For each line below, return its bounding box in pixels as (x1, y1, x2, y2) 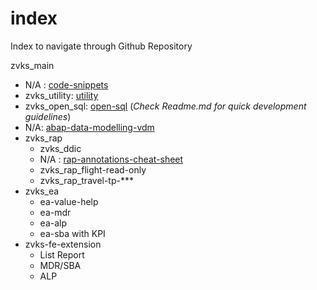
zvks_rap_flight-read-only (39, 163, 147, 176)
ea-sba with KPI (39, 227, 106, 239)
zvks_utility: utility (24, 89, 99, 101)
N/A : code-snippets (24, 78, 109, 91)
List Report (39, 248, 85, 261)
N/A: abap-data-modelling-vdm (24, 121, 155, 133)
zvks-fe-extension (24, 238, 102, 250)
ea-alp (39, 217, 68, 229)
